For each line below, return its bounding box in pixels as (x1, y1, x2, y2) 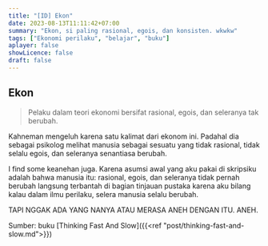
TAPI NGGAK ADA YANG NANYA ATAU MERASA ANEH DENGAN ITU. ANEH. (8, 205, 258, 215)
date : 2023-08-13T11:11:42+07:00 (8, 19, 120, 27)
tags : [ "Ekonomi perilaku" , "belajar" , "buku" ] (8, 34, 170, 42)
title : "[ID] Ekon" (8, 11, 74, 20)
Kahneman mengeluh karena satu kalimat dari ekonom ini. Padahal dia (8, 131, 239, 141)
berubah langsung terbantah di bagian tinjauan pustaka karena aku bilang (8, 181, 251, 191)
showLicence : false (8, 49, 74, 57)
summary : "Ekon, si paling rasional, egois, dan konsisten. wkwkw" (8, 26, 238, 34)
